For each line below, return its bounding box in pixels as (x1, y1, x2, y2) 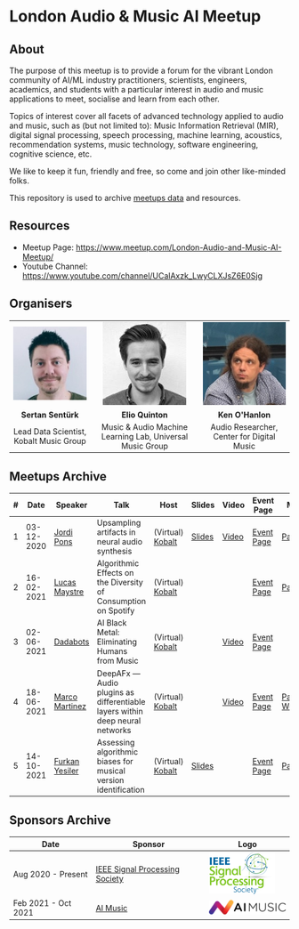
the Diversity (96, 577, 144, 588)
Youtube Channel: (21, 261, 88, 271)
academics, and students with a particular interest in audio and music (9, 85, 264, 94)
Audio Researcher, (210, 421, 279, 432)
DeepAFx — (96, 667, 141, 678)
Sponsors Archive (9, 812, 111, 828)
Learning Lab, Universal (101, 431, 189, 441)
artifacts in (96, 527, 136, 537)
